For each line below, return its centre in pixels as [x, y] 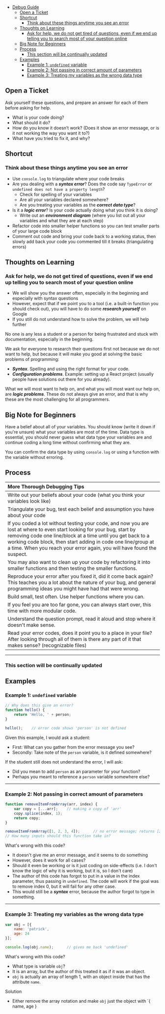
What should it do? [31, 122]
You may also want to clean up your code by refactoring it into [79, 562]
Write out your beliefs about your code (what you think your [76, 495]
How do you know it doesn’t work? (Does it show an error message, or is [86, 128]
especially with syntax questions [45, 298]
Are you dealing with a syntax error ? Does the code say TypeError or [82, 184]
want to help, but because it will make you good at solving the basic [74, 354]
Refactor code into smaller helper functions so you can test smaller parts [86, 226]
